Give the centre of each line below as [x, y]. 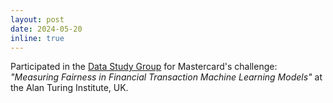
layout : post [37, 19]
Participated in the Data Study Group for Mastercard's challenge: [144, 67]
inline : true [37, 38]
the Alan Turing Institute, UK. [69, 88]
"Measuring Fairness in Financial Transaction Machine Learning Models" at [166, 77]
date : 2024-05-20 [46, 29]
